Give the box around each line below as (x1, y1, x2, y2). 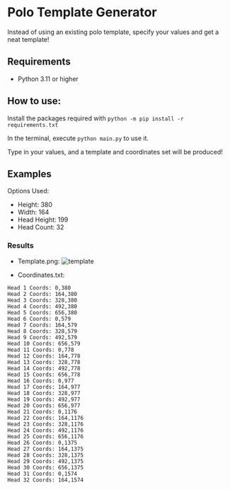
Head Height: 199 (17, 215, 69, 224)
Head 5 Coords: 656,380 (7, 309, 78, 316)
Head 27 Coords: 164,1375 (7, 445, 84, 452)
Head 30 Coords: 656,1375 (7, 464, 84, 471)
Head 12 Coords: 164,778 (7, 352, 81, 360)
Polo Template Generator (7, 4, 157, 21)
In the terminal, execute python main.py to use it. (7, 134, 149, 142)
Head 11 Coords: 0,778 (7, 346, 74, 353)
